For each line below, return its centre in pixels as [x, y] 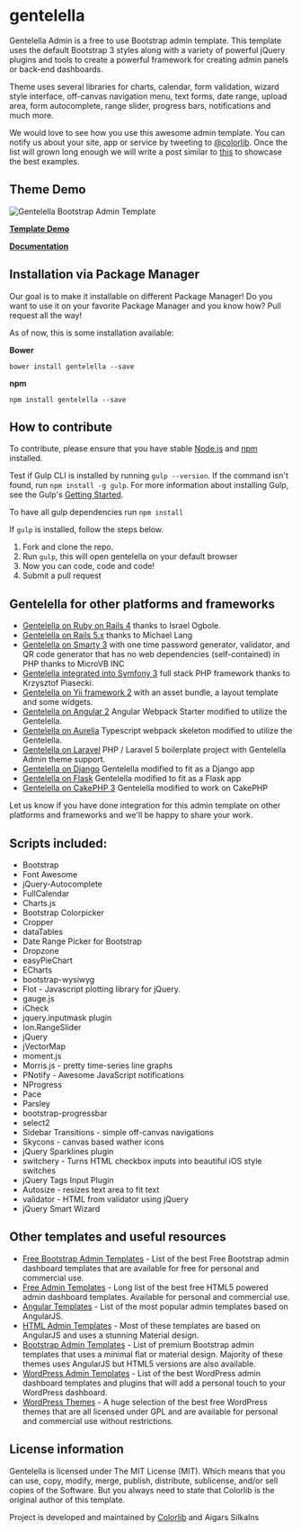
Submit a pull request [62, 575]
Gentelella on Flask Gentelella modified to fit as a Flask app [132, 779]
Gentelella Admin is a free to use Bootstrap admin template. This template [146, 40]
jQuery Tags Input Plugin [68, 1180]
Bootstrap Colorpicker [63, 912]
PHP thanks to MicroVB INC [73, 664]
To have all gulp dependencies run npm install [97, 512]
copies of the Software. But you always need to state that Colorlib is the [142, 1490]
